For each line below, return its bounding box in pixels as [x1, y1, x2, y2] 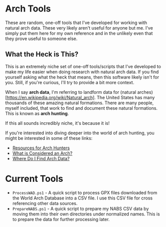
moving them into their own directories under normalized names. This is [12, 211, 161, 217]
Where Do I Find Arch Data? [12, 155, 70, 161]
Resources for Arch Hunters [12, 145, 70, 151]
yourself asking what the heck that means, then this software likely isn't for [5, 74, 160, 80]
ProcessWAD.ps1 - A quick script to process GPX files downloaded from [12, 189, 158, 195]
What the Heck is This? [5, 50, 79, 59]
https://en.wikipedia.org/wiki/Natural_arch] [6, 94, 95, 100]
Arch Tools [5, 3, 51, 15]
